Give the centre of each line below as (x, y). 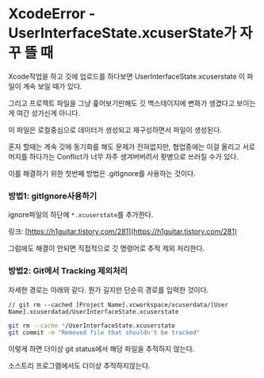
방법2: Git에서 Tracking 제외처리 (68, 271)
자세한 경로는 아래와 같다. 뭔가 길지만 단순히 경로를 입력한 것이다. (109, 289)
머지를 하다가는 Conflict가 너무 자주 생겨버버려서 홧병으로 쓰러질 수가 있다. (124, 156)
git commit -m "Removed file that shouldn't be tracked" (104, 333)
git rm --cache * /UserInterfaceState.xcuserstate (92, 326)
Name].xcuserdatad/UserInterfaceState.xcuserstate (94, 311)
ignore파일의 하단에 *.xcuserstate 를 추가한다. (81, 215)
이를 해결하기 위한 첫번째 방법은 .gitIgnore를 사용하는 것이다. (102, 173)
